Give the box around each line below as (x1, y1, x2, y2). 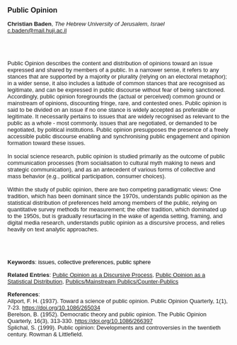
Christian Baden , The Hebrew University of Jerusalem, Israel (7, 21, 165, 28)
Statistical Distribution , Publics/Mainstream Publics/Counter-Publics (7, 278, 179, 285)
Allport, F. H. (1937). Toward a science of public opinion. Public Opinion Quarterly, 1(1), (7, 298, 229, 305)
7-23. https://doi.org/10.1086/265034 (7, 304, 100, 311)
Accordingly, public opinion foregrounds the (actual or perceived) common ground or (7, 93, 221, 100)
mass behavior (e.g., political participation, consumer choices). (7, 173, 166, 180)
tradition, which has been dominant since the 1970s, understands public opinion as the (7, 193, 228, 200)
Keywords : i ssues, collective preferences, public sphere (7, 259, 151, 266)
